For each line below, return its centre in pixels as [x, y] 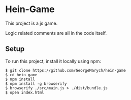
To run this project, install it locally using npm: [53, 61]
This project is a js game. [31, 23]
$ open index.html [25, 92]
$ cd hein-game [21, 75]
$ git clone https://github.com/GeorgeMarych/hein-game [65, 70]
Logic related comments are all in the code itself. [56, 33]
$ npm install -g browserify [36, 84]
